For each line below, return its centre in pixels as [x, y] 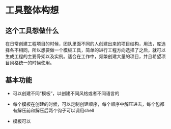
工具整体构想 [32, 10]
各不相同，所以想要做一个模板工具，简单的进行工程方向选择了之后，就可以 [88, 50]
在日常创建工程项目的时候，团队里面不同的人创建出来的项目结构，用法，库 [83, 44]
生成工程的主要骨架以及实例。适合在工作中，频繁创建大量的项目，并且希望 [83, 56]
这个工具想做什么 [32, 31]
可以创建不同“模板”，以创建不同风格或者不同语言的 [66, 93]
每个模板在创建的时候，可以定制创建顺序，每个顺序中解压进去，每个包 [86, 104]
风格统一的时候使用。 [32, 63]
